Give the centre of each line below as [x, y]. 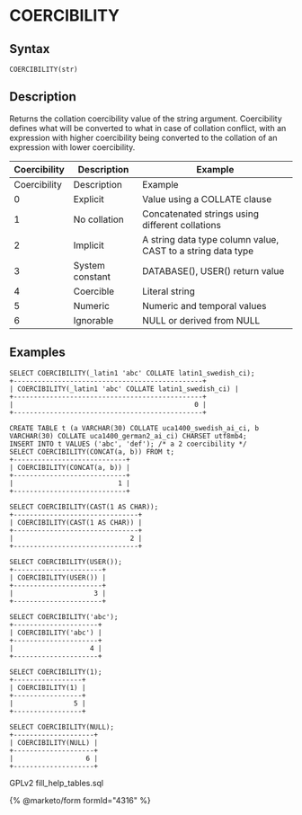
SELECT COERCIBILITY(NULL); [62, 727]
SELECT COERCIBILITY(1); [56, 672]
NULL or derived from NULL [201, 320]
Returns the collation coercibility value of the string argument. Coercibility [146, 119]
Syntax [30, 49]
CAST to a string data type [198, 251]
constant [92, 277]
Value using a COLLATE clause [207, 199]
